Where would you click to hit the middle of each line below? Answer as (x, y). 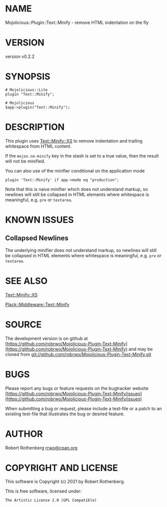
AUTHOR (24, 434)
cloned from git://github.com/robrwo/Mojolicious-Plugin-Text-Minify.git (78, 354)
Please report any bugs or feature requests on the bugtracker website (77, 388)
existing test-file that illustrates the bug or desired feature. (65, 414)
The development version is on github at (47, 338)
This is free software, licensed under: (43, 491)
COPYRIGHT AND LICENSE (62, 468)
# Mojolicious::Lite (27, 90)
